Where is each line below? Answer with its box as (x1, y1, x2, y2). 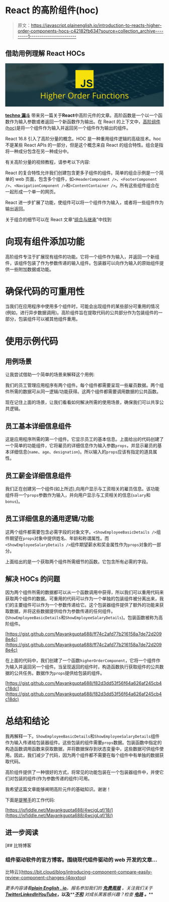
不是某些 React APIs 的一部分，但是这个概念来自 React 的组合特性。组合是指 (5, 142, 163, 148)
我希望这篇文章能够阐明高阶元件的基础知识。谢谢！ (5, 786, 111, 792)
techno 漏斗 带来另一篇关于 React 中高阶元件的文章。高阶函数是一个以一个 (5, 112, 158, 118)
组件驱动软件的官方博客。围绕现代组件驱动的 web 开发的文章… (5, 857, 157, 864)
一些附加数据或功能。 (9, 266, 54, 272)
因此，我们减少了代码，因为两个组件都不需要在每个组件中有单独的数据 (14, 752, 159, 758)
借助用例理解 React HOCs (5, 49, 86, 58)
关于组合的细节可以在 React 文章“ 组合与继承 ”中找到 (5, 216, 112, 222)
